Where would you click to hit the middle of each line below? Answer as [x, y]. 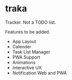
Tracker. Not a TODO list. [31, 22]
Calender [22, 46]
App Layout [24, 41]
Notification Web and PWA [39, 73]
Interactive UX [27, 68]
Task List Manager [31, 52]
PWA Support [26, 57]
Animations [24, 62]
